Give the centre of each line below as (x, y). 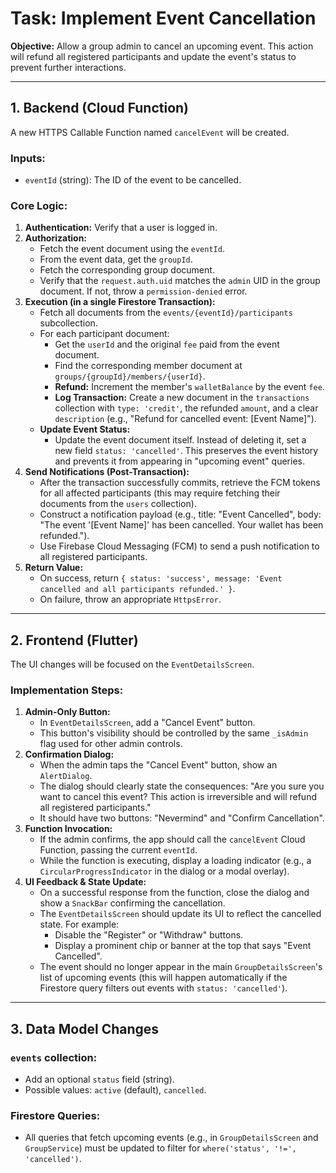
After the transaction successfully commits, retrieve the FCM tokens (180, 483)
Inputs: (28, 158)
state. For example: (79, 924)
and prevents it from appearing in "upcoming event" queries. (179, 461)
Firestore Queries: (55, 1116)
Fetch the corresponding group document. (127, 270)
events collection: (54, 1057)
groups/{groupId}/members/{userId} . (130, 376)
